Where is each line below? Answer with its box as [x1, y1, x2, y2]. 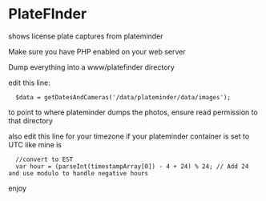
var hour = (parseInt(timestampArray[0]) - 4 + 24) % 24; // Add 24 [15, 162, 249, 171]
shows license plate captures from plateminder [8, 31, 163, 41]
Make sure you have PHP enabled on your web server [8, 46, 186, 56]
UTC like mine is [8, 139, 62, 149]
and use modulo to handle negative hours [8, 169, 149, 177]
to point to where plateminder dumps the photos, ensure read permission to [8, 107, 258, 117]
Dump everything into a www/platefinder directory [8, 62, 175, 72]
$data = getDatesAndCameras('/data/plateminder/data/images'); [15, 93, 231, 101]
